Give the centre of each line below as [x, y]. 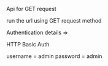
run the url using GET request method [54, 20]
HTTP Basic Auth [28, 44]
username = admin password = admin [54, 56]
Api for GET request [31, 9]
